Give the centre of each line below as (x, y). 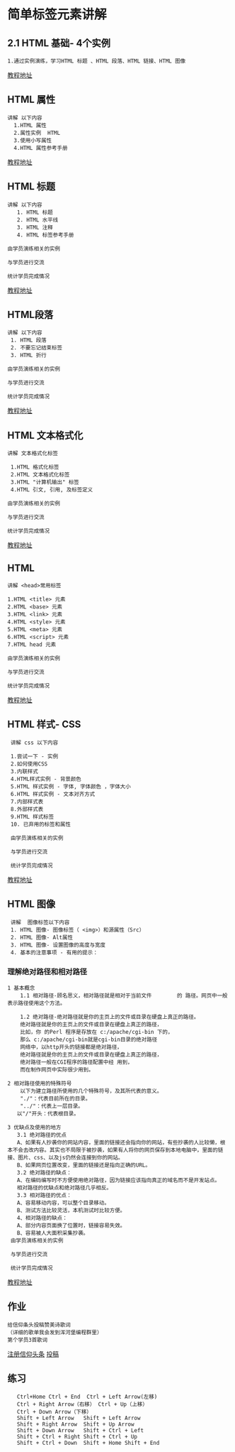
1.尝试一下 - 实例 (34, 756)
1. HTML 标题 (35, 212)
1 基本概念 (21, 988)
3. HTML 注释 (35, 227)
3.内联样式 (24, 771)
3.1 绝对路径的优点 (42, 1135)
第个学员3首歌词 (28, 1340)
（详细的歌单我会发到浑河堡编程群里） (55, 1332)
